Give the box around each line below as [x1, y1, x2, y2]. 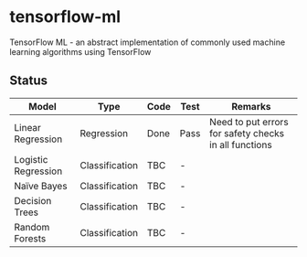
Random [14, 220, 50, 233]
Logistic [14, 153, 48, 166]
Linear [14, 121, 41, 134]
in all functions [209, 138, 272, 151]
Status [9, 73, 48, 89]
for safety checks [209, 126, 285, 139]
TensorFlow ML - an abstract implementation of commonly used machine [9, 37, 286, 48]
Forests [14, 231, 47, 244]
